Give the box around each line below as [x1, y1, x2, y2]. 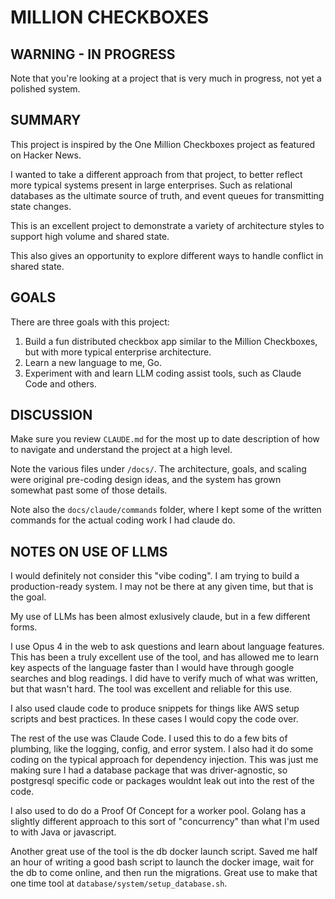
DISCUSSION [10, 407, 93, 424]
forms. [10, 621, 38, 633]
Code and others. [24, 377, 97, 390]
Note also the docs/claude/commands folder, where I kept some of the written [10, 504, 322, 516]
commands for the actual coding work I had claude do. [10, 514, 236, 526]
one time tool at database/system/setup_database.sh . [10, 877, 228, 890]
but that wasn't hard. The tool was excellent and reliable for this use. [10, 683, 293, 695]
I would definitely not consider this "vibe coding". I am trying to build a [10, 570, 300, 582]
